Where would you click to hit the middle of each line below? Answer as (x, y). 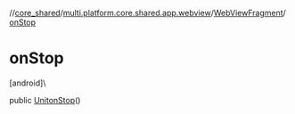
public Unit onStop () (45, 100)
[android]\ (28, 83)
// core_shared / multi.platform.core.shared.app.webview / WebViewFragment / (148, 13)
